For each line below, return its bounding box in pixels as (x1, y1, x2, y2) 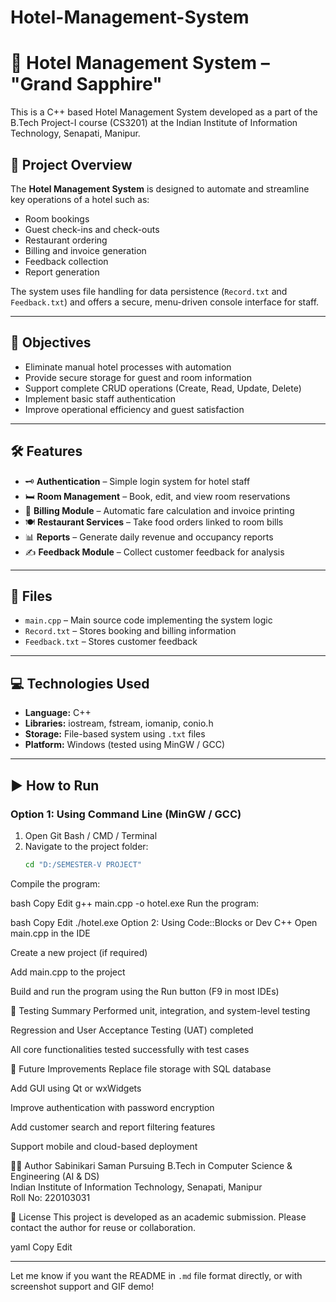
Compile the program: (10, 877, 101, 890)
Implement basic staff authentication (24, 392, 177, 405)
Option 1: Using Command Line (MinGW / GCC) (10, 807, 242, 821)
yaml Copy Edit (10, 1241, 73, 1253)
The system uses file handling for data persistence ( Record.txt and (10, 285, 288, 297)
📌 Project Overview (10, 156, 133, 173)
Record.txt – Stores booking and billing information (24, 625, 237, 637)
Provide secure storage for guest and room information (24, 371, 252, 383)
